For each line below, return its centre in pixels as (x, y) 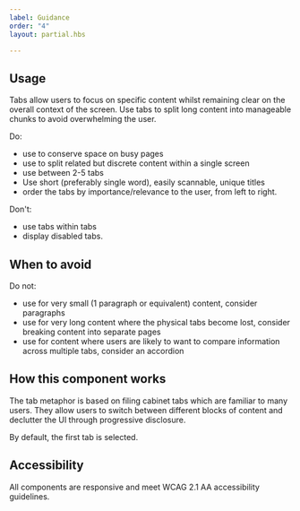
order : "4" (30, 26)
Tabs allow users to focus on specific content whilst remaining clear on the (147, 100)
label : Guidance (39, 17)
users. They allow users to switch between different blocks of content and (146, 410)
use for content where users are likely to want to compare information (151, 341)
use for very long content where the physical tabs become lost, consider (156, 322)
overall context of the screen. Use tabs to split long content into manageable (150, 109)
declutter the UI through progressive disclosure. (98, 420)
